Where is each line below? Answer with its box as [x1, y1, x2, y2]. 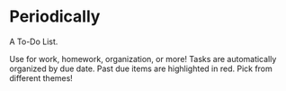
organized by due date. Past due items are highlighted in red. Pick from [9, 63, 273, 74]
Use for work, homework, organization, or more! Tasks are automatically [9, 53, 277, 64]
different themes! [9, 72, 74, 83]
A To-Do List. [9, 36, 58, 47]
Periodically [9, 6, 101, 27]
